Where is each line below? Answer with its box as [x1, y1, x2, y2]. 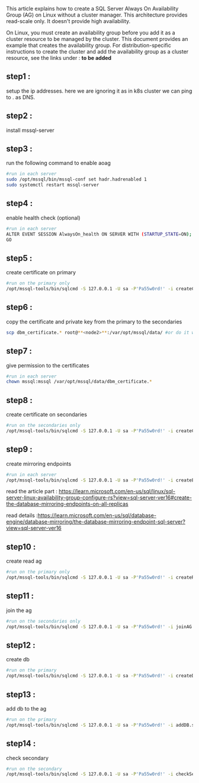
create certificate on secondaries [6, 411, 88, 418]
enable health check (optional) [6, 214, 81, 221]
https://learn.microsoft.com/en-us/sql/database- [37, 512, 157, 519]
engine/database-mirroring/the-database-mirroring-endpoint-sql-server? [6, 518, 185, 525]
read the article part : [6, 488, 58, 495]
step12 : [6, 640, 36, 650]
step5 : [6, 253, 33, 263]
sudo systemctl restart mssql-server [6, 182, 99, 188]
